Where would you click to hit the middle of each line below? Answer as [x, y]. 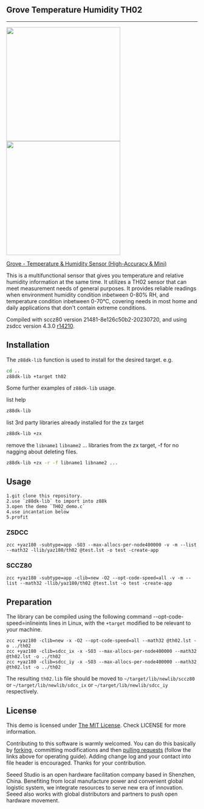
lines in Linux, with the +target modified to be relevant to [120, 623]
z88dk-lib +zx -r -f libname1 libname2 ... [62, 463]
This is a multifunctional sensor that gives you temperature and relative [95, 275]
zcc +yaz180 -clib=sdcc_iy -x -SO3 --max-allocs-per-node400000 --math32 [102, 662]
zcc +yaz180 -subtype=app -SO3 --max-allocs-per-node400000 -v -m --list [102, 545]
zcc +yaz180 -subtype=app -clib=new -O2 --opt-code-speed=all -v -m [95, 578]
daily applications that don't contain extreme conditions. [76, 308]
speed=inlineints [27, 623]
